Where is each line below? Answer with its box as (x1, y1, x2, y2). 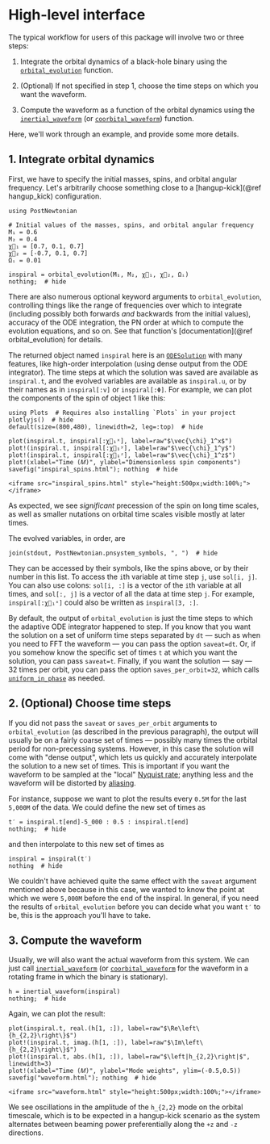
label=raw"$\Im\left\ (131, 1039, 204, 1047)
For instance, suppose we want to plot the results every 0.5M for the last (8, 794, 247, 803)
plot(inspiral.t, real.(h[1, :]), (8, 1025, 125, 1033)
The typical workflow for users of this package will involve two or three (8, 32, 244, 42)
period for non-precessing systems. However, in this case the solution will (8, 744, 254, 753)
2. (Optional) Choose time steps (8, 697, 172, 710)
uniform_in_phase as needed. (8, 673, 106, 683)
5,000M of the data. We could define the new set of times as (8, 802, 206, 812)
